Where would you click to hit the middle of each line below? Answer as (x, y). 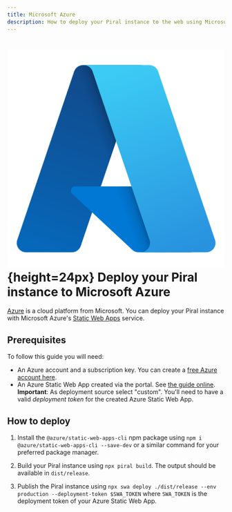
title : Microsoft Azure (41, 14)
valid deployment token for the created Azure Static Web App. (105, 400)
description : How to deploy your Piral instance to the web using (105, 22)
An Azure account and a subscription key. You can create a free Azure (117, 370)
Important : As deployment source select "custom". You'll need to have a (120, 392)
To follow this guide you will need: (56, 357)
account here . (37, 377)
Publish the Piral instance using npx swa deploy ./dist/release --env (117, 486)
